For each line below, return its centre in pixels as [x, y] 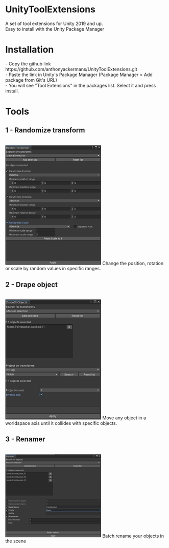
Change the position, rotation [133, 263]
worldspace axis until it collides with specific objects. [61, 423]
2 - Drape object [31, 284]
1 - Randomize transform [45, 130]
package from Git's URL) [31, 80]
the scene [16, 541]
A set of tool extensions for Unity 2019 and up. [54, 23]
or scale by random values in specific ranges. [53, 269]
